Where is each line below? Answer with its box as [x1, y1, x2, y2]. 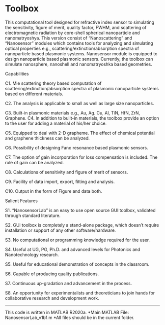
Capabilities [5, 71, 29, 76]
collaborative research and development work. [5, 295, 100, 301]
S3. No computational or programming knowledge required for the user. [5, 237, 150, 243]
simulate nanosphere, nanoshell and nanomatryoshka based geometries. [5, 61, 152, 67]
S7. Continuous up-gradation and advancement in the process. [5, 280, 132, 286]
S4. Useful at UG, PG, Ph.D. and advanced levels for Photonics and [5, 246, 140, 252]
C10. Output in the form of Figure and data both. [5, 188, 102, 194]
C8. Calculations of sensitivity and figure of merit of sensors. [5, 169, 128, 175]
